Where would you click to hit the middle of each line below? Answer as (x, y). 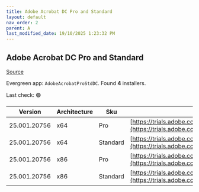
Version (30, 112)
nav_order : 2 (22, 22)
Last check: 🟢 (24, 95)
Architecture (75, 112)
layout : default (26, 17)
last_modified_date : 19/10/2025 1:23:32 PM (61, 34)
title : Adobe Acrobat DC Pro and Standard (59, 12)
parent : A (18, 28)
